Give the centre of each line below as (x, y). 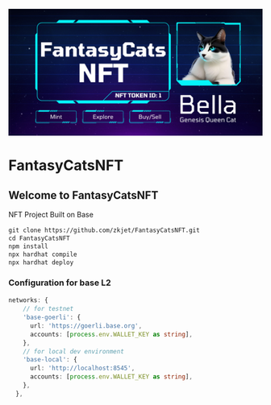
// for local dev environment (74, 351)
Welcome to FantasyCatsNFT (83, 195)
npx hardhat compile (43, 254)
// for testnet (48, 309)
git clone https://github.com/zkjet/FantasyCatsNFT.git (104, 230)
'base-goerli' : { (52, 318)
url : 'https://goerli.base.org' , (86, 326)
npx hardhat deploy (41, 262)
